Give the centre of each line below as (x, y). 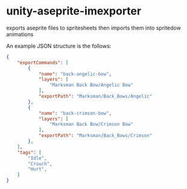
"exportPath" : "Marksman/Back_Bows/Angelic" (95, 97)
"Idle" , (37, 158)
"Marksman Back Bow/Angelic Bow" (91, 85)
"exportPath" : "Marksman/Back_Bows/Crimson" (95, 136)
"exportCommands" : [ (43, 62)
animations (20, 34)
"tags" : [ (30, 152)
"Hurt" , (37, 169)
